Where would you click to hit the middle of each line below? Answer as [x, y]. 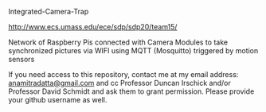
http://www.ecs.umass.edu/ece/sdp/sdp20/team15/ [93, 27]
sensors [22, 59]
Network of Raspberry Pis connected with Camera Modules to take [118, 42]
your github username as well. [58, 100]
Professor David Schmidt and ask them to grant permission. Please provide [131, 91]
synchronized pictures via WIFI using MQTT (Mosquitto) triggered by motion [133, 50]
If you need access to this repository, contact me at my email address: [123, 74]
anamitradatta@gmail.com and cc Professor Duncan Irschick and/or [119, 83]
